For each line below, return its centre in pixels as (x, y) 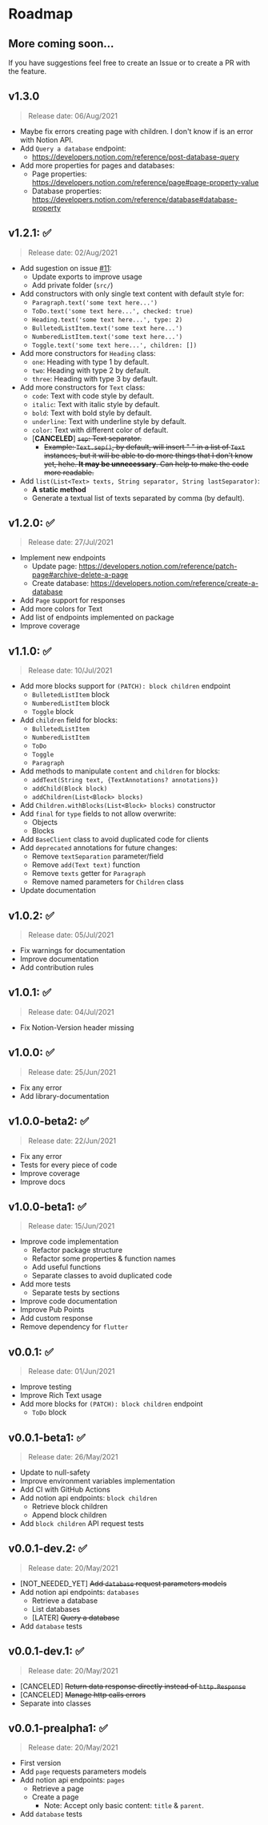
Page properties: (59, 174)
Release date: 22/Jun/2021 (72, 1141)
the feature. (27, 71)
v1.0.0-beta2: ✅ (49, 1122)
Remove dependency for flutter (74, 1326)
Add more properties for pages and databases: (97, 165)
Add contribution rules (57, 967)
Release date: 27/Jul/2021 (70, 543)
